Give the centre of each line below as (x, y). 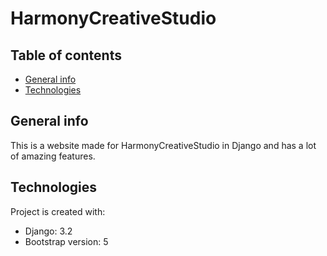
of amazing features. (53, 156)
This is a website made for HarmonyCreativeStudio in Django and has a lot (163, 145)
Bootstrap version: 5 (66, 241)
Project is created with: (58, 211)
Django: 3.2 (48, 231)
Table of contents (66, 55)
